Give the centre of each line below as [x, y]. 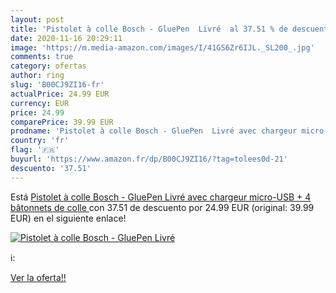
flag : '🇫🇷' [35, 150]
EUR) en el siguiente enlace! [68, 218]
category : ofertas [48, 66]
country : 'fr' [40, 141]
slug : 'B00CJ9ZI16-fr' [57, 85]
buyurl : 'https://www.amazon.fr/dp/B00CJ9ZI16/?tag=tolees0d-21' [149, 159]
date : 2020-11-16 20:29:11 [66, 38]
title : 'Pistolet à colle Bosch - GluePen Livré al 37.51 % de [149, 29]
